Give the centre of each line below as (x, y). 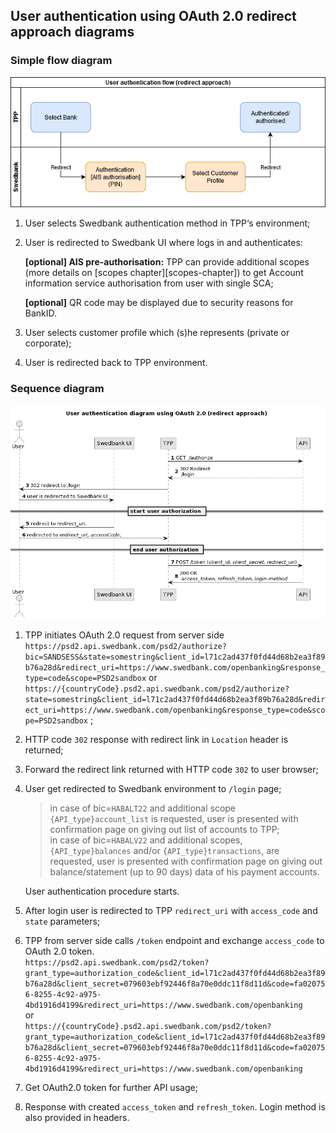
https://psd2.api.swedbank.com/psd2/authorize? (125, 647)
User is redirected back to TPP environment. (116, 363)
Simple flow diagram (61, 61)
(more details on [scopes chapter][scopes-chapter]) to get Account (164, 273)
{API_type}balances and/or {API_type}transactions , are (164, 851)
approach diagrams (72, 32)
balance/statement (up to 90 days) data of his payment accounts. (184, 872)
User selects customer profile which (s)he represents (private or (157, 333)
